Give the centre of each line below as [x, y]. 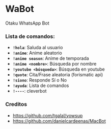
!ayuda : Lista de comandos [41, 85]
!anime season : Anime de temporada [51, 58]
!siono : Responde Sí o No [40, 80]
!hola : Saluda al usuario [38, 48]
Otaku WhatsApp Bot [27, 23]
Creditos [16, 104]
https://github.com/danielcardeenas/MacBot [59, 121]
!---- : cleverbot [30, 91]
